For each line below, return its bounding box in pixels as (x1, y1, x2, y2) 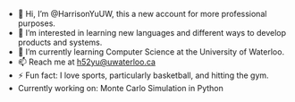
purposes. (17, 18, 56, 29)
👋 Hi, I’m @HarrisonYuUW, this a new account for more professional (17, 9, 267, 19)
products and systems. (17, 37, 103, 47)
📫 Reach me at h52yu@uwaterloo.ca (17, 56, 156, 67)
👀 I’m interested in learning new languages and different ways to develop (17, 28, 287, 38)
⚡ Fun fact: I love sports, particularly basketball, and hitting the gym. (17, 70, 270, 81)
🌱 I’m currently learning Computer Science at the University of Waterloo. (17, 47, 284, 57)
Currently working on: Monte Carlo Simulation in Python (17, 83, 223, 93)
